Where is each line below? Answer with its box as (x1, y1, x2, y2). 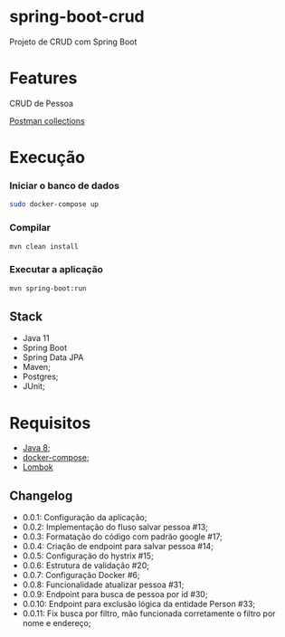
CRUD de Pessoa (9, 98, 74, 109)
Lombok (22, 461, 54, 472)
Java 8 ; (22, 442, 51, 453)
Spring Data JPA (22, 352, 84, 363)
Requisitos (9, 413, 91, 433)
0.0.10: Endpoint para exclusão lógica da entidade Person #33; (22, 599, 256, 610)
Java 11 (22, 333, 50, 344)
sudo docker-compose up (9, 200, 100, 209)
